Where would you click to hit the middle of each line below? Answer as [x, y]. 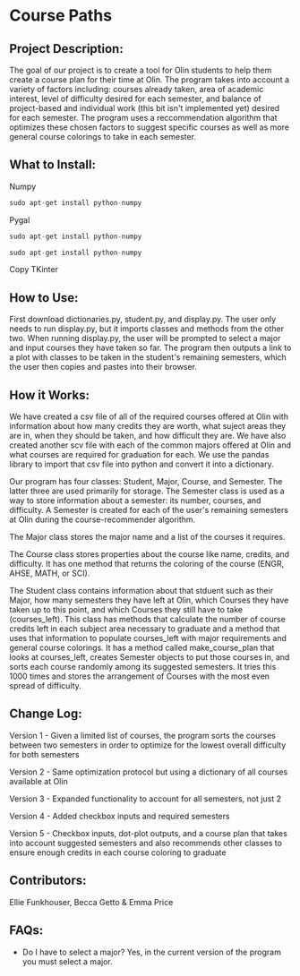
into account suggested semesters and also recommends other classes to [146, 843]
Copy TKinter [34, 270]
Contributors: [48, 881]
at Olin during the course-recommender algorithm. [103, 519]
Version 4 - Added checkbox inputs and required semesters [120, 816]
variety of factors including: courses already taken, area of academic [137, 89]
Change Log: [46, 714]
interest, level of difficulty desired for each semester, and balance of [135, 98]
